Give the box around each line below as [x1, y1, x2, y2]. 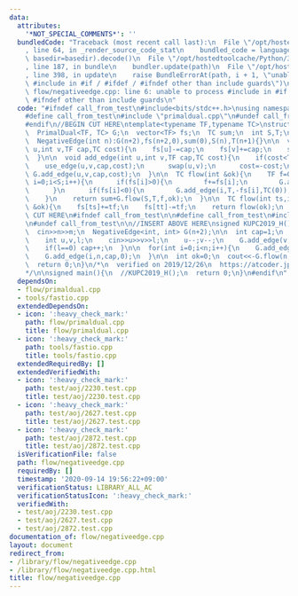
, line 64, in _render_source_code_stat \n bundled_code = [25, 46, 255, 55]
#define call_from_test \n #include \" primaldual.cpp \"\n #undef [25, 112, 260, 121]
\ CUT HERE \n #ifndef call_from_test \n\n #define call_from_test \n [25, 210, 272, 220]
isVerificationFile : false [17, 450, 117, 459]
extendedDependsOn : [17, 302, 90, 310]
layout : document [9, 540, 74, 550]
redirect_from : [9, 549, 66, 558]
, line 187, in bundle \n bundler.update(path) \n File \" [25, 63, 255, 72]
